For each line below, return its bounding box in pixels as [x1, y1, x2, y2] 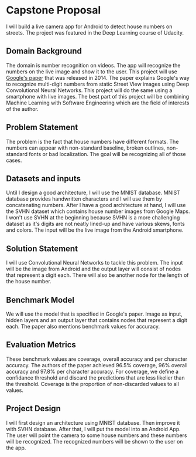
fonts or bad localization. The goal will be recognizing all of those [29, 150, 186, 157]
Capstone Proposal [6, 4, 101, 17]
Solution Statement [6, 243, 78, 253]
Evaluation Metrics [6, 340, 76, 350]
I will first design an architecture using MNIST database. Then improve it [6, 419, 180, 426]
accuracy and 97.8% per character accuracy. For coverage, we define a [6, 368, 179, 375]
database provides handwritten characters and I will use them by [6, 195, 163, 202]
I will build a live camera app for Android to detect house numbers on [6, 23, 173, 30]
